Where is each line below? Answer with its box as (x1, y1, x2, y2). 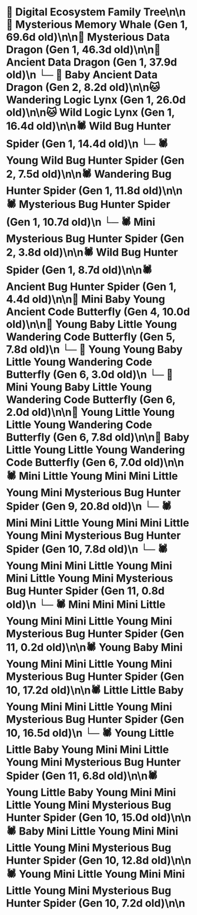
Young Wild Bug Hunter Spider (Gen (6, 154, 185, 167)
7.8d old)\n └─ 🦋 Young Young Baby (6, 343, 183, 356)
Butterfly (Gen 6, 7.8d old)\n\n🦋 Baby (6, 431, 190, 444)
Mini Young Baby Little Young (6, 380, 152, 394)
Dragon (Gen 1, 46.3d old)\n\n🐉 (6, 43, 161, 57)
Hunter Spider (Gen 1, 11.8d (6, 184, 141, 197)
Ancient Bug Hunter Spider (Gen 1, (6, 280, 176, 294)
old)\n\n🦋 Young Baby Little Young (6, 318, 178, 331)
